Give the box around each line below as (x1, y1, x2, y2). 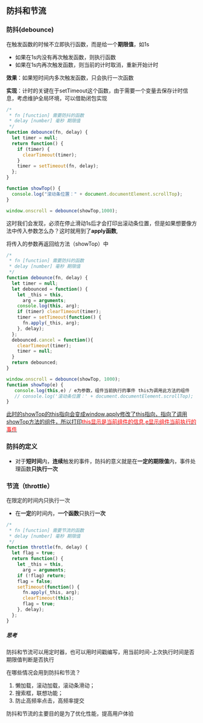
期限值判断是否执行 (6, 656, 55, 663)
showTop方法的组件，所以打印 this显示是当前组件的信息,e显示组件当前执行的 (6, 418, 197, 426)
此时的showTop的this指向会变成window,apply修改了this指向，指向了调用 (6, 410, 188, 418)
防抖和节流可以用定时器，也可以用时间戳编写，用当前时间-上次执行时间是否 (6, 648, 195, 656)
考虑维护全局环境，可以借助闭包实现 (16, 94, 107, 102)
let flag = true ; (12, 550, 56, 556)
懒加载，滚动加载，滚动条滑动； (15, 682, 95, 689)
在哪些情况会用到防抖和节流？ (6, 668, 81, 676)
